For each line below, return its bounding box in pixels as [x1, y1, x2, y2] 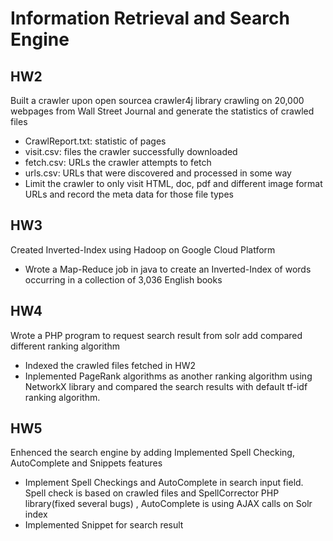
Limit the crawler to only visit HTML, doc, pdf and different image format [24, 178, 323, 189]
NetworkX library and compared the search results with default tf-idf [24, 380, 308, 392]
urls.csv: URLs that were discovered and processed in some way [24, 167, 292, 179]
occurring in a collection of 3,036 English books [24, 273, 223, 286]
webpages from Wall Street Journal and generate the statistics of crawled [10, 105, 315, 117]
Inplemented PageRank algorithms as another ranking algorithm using [24, 370, 313, 382]
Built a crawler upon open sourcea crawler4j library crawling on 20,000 [10, 95, 305, 106]
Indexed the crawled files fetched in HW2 [24, 359, 196, 371]
